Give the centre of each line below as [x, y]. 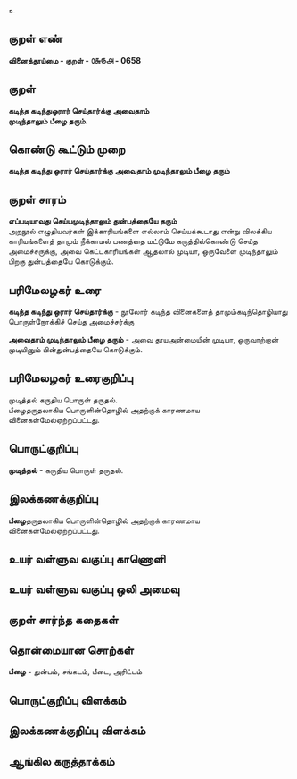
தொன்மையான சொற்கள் [71, 651]
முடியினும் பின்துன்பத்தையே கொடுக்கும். [76, 350]
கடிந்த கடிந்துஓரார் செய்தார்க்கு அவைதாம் [79, 110]
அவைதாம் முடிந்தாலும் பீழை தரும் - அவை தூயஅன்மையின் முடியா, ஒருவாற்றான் [144, 340]
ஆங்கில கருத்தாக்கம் [62, 761]
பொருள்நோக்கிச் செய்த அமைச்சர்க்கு [71, 322]
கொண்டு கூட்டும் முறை [67, 150]
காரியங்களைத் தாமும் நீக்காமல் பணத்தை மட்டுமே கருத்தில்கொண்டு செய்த [133, 241]
